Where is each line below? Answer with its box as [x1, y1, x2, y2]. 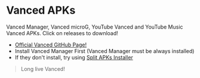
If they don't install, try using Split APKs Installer [14, 54, 133, 61]
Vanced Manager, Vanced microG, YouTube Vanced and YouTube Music [6, 23, 183, 30]
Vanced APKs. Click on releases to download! [6, 29, 118, 36]
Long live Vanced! [20, 65, 66, 72]
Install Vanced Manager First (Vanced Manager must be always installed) [14, 47, 195, 54]
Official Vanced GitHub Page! [14, 41, 87, 48]
